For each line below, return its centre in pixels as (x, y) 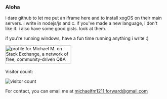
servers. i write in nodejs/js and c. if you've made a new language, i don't (81, 23)
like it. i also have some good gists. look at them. (56, 29)
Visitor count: (19, 72)
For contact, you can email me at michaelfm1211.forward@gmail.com (77, 91)
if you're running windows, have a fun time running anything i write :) (77, 38)
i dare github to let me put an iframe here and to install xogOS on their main (83, 18)
